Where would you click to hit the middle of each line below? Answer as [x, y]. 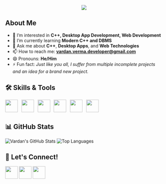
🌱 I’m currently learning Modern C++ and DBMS [62, 40]
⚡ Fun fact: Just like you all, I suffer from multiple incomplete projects [84, 64]
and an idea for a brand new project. [50, 71]
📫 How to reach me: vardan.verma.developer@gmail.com [74, 51]
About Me [21, 23]
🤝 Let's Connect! [32, 157]
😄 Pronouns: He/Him [34, 58]
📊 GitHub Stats [29, 127]
